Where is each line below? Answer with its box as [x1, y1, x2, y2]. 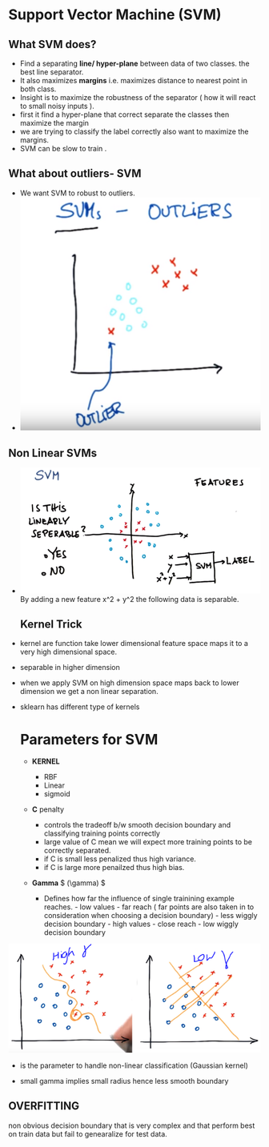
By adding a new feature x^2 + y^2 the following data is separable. [19, 594, 239, 604]
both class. [19, 84, 57, 94]
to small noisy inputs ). [19, 102, 94, 110]
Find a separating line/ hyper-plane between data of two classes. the [19, 58, 250, 68]
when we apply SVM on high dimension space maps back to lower [19, 678, 240, 688]
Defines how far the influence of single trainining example [43, 894, 235, 904]
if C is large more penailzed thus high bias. [43, 863, 185, 872]
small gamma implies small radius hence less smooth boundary [19, 1076, 229, 1085]
